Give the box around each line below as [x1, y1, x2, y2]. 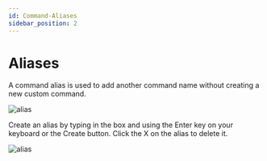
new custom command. [8, 89, 86, 99]
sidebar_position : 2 [8, 19, 78, 27]
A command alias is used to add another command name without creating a [8, 80, 260, 90]
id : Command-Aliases [8, 11, 78, 20]
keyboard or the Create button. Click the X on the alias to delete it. [8, 129, 228, 138]
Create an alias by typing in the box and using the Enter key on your [8, 120, 234, 130]
